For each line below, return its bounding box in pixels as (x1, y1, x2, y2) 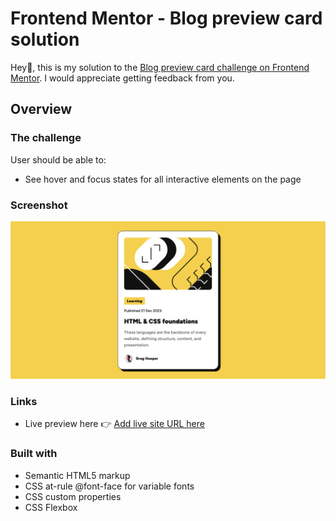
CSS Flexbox (24, 501, 78, 513)
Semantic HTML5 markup (24, 469, 131, 481)
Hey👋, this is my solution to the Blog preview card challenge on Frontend (10, 61, 310, 73)
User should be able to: (10, 153, 107, 166)
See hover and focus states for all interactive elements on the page (24, 173, 302, 185)
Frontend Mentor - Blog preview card (10, 7, 323, 30)
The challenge (10, 131, 82, 145)
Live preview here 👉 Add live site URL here (24, 418, 205, 430)
